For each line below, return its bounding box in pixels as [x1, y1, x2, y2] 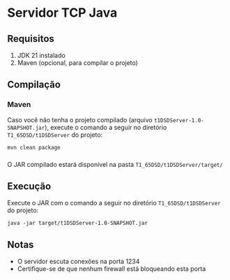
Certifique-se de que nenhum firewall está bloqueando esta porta [17, 265, 206, 273]
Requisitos [7, 33, 54, 45]
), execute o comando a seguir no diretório [44, 123, 167, 131]
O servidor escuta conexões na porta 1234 [17, 257, 140, 266]
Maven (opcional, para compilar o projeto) [17, 59, 138, 67]
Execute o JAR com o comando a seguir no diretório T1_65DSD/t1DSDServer [7, 199, 221, 207]
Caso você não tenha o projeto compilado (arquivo [7, 115, 153, 124]
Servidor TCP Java [7, 5, 118, 21]
